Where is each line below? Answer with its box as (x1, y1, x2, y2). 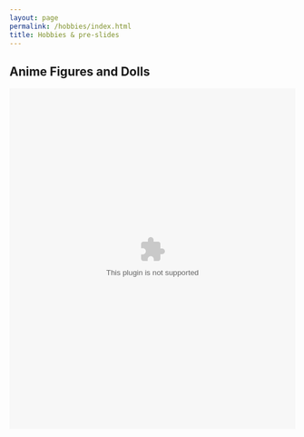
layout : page (9, 13, 59, 23)
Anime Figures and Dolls (9, 64, 151, 79)
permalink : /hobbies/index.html (9, 22, 132, 31)
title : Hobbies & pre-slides (9, 30, 120, 39)
